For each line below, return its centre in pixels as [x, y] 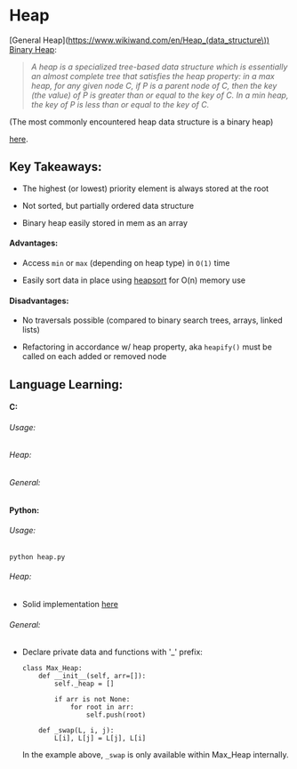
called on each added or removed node [94, 356]
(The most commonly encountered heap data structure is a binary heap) [141, 122]
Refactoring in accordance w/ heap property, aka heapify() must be [147, 347]
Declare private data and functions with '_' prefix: [112, 652]
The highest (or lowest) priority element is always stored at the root [145, 188]
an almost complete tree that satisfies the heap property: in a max [153, 76]
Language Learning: [66, 384]
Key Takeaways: [56, 167]
